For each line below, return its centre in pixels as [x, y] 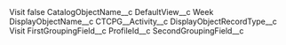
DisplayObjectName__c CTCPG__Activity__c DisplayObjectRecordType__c [143, 21]
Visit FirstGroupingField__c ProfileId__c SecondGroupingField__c [127, 31]
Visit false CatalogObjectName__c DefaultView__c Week [111, 12]
